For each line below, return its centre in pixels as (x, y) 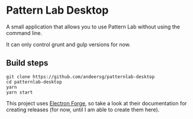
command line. (24, 33)
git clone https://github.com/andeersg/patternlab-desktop (81, 77)
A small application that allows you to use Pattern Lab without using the (93, 27)
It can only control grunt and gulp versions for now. (68, 44)
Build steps (27, 63)
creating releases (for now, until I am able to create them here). (83, 110)
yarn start (20, 92)
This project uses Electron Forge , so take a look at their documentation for (97, 103)
